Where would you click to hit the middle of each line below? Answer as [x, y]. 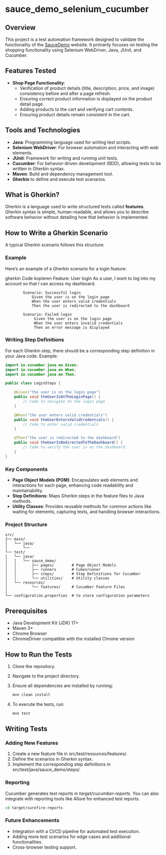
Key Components [27, 469]
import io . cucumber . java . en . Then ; [41, 374]
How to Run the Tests [39, 654]
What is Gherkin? [32, 195]
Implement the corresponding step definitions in [61, 765]
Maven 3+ [23, 628]
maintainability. [28, 491]
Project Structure [26, 524]
